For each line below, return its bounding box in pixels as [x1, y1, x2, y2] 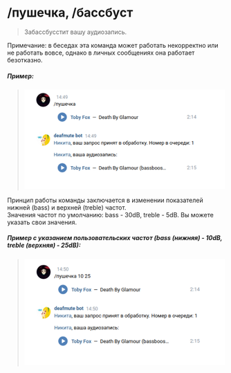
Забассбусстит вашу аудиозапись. [24, 28, 127, 36]
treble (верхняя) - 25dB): [7, 241, 81, 250]
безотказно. [7, 55, 43, 64]
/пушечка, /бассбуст [7, 5, 133, 21]
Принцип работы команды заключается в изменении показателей [7, 196, 203, 204]
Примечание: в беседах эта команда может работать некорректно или [7, 41, 219, 49]
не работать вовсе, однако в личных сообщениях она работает [7, 48, 195, 57]
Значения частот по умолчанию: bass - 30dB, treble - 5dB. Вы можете [7, 210, 214, 219]
